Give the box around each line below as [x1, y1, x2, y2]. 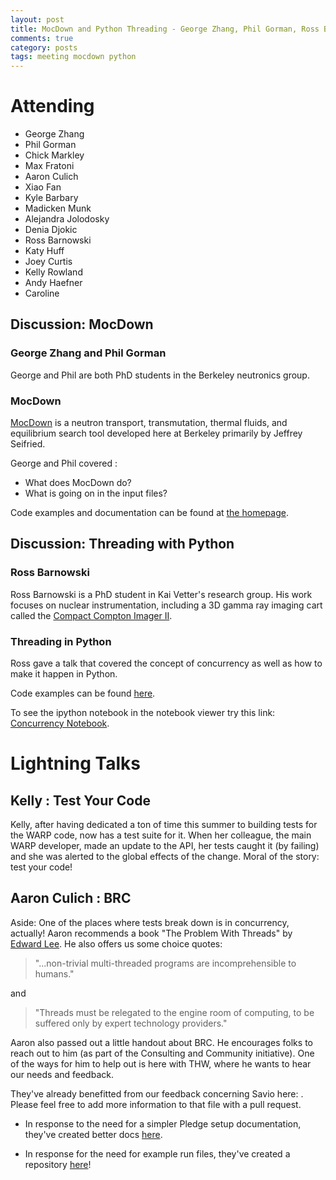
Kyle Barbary [24, 192, 79, 204]
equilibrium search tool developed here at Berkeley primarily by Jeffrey [10, 427, 303, 440]
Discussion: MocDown [10, 316, 154, 333]
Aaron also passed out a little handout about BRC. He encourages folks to [10, 1036, 313, 1048]
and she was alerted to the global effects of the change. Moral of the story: [10, 851, 320, 863]
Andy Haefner [24, 277, 83, 289]
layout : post [10, 14, 65, 25]
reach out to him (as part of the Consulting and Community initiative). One [10, 1047, 315, 1059]
